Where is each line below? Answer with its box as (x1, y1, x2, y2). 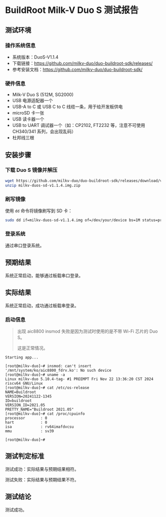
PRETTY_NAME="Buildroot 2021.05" (5, 407, 74, 412)
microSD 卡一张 (12, 110, 44, 116)
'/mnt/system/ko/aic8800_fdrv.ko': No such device (5, 368, 112, 373)
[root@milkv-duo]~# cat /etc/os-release (5, 385, 90, 390)
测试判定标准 (5, 452, 44, 460)
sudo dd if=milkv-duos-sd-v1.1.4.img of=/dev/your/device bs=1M (5, 218, 140, 223)
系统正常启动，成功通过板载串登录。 (5, 302, 79, 308)
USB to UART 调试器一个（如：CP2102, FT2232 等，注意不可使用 (12, 122, 146, 128)
